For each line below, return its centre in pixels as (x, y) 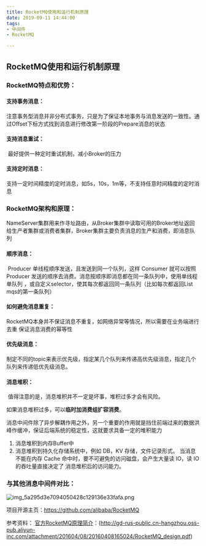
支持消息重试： (25, 139)
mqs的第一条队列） (31, 291)
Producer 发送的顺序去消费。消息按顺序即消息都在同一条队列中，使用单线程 (102, 276)
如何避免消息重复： (31, 306)
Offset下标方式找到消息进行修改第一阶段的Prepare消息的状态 (88, 124)
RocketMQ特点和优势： (41, 85)
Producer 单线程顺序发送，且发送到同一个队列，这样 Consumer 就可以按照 (102, 268)
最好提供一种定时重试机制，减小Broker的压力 (64, 153)
